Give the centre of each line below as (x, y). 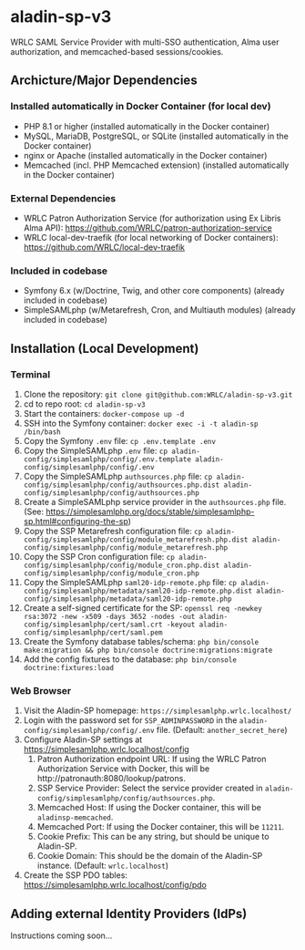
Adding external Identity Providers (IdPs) (129, 914)
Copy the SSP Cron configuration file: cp (99, 556)
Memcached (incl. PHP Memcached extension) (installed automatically (156, 165)
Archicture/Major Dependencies (104, 81)
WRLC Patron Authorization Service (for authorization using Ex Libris (152, 218)
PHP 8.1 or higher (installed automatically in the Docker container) (147, 126)
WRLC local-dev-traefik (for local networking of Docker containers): (151, 237)
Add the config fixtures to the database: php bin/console (130, 659)
